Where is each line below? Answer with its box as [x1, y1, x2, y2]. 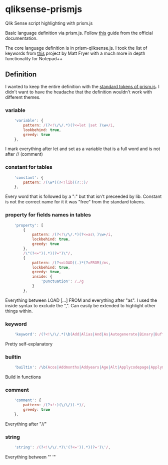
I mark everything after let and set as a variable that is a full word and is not [5, 146, 160, 152]
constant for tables [5, 164, 52, 171]
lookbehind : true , [23, 127, 61, 133]
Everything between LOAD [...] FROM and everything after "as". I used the [5, 297, 157, 303]
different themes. [5, 94, 41, 100]
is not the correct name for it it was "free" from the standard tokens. [5, 199, 145, 205]
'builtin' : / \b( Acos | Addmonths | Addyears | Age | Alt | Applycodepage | [14, 365, 151, 370]
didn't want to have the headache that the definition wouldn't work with [5, 89, 152, 95]
